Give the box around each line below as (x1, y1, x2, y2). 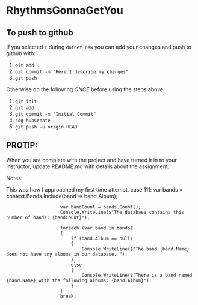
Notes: (6, 174, 23, 181)
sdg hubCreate (14, 118, 51, 124)
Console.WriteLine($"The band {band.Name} (81, 246, 190, 252)
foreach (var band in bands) (60, 225, 134, 231)
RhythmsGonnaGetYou (6, 4, 123, 17)
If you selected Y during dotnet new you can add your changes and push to (6, 43, 191, 50)
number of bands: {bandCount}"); (6, 214, 90, 220)
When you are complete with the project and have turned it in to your (6, 156, 178, 163)
